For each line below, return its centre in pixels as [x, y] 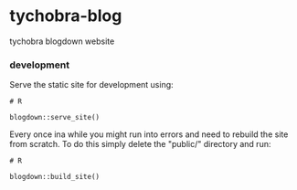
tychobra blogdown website [62, 41]
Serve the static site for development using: [91, 85]
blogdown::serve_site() [55, 118]
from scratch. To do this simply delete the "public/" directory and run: [140, 144]
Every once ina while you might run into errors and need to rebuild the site [149, 134]
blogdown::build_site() [55, 177]
